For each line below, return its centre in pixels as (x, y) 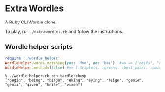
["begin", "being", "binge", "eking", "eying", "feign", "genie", (74, 80)
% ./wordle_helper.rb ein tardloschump (46, 76)
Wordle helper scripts (39, 47)
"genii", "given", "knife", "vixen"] (44, 85)
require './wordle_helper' (33, 58)
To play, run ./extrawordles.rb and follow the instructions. (64, 31)
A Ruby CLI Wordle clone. (31, 22)
